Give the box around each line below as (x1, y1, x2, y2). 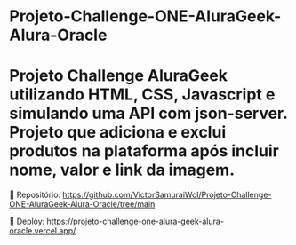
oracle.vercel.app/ (9, 225, 76, 236)
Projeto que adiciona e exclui (9, 122, 227, 143)
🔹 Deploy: (9, 216, 45, 227)
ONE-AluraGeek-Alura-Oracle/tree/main (9, 199, 156, 209)
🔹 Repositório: (9, 189, 60, 201)
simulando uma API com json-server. (9, 104, 288, 123)
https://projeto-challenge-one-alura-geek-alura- (46, 216, 225, 227)
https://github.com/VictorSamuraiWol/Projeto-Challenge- (61, 189, 272, 201)
